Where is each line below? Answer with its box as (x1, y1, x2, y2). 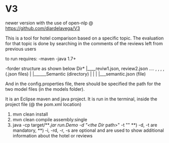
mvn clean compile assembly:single (12, 116, 87, 122)
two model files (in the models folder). (5, 86, 85, 92)
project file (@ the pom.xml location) (5, 101, 82, 107)
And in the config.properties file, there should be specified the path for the (5, 81, 161, 87)
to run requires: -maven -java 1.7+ (5, 55, 76, 61)
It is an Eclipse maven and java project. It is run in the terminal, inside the (5, 96, 157, 102)
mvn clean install (12, 111, 48, 117)
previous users (5, 46, 37, 52)
